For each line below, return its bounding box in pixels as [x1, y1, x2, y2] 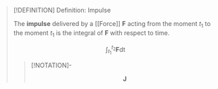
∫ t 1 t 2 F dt [105, 43, 126, 56]
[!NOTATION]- [30, 61, 72, 69]
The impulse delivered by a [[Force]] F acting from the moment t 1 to [13, 20, 211, 29]
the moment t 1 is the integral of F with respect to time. [13, 28, 170, 39]
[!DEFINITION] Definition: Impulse [13, 6, 111, 14]
